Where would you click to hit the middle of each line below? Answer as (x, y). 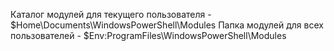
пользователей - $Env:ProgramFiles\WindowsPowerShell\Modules (148, 35)
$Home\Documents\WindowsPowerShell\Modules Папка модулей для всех (167, 25)
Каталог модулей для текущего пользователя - (111, 14)
